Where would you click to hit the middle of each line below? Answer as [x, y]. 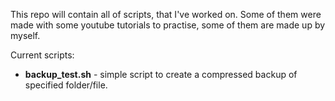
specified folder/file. [66, 85]
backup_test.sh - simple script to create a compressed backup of [161, 74]
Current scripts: [42, 55]
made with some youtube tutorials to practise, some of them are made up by [168, 25]
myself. [25, 35]
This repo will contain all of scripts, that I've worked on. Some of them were [166, 14]
